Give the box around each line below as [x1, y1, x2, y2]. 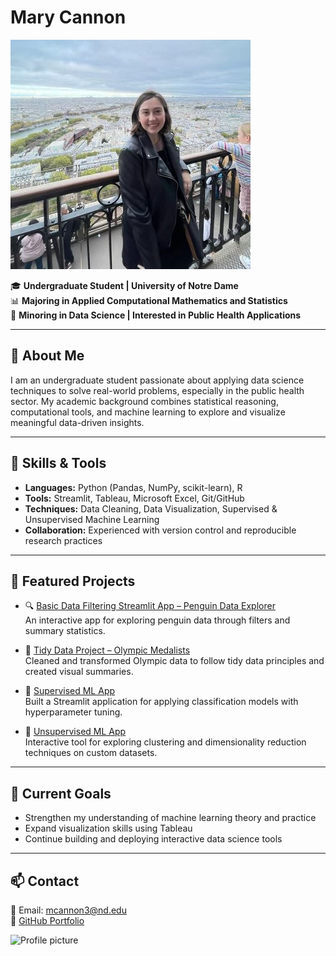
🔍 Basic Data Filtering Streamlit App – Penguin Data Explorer [24, 600, 276, 612]
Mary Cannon [10, 6, 127, 29]
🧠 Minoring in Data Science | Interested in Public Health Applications [10, 309, 302, 321]
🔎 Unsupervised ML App [24, 726, 127, 738]
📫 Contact [10, 872, 80, 890]
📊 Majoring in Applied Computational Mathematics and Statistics [10, 294, 288, 306]
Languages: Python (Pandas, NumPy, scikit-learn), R [24, 481, 243, 493]
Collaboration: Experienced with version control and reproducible [24, 524, 297, 536]
